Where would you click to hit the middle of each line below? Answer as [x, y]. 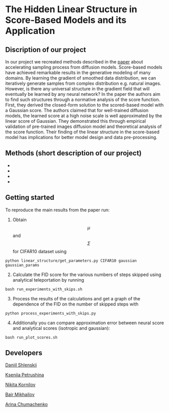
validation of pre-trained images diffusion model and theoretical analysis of [83, 126]
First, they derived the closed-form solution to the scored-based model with [85, 105]
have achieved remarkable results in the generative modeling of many [78, 73]
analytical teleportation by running [48, 280]
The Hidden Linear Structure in [71, 9]
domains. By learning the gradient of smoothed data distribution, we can [81, 78]
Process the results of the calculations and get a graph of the [76, 298]
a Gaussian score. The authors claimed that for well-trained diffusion [77, 110]
